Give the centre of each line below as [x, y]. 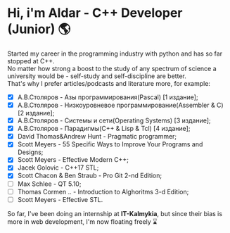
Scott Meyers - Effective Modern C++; [73, 160]
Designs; [30, 152]
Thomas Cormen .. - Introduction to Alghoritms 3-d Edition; [103, 191]
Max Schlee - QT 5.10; [49, 184]
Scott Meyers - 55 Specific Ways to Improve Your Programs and [110, 144]
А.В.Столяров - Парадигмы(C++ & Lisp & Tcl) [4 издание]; [104, 129]
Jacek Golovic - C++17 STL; [58, 168]
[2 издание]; [36, 113]
